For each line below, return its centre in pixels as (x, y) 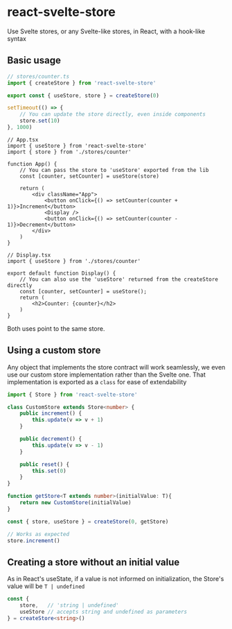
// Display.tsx (29, 255)
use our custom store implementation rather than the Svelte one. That (106, 374)
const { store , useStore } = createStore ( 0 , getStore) (88, 522)
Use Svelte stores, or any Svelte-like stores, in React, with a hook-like (106, 31)
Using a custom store (54, 351)
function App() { (32, 164)
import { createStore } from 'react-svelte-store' (82, 83)
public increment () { (51, 413)
